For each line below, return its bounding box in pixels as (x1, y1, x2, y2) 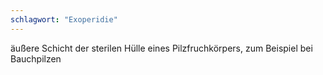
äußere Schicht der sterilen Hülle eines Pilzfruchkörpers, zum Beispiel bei (10, 42, 313, 54)
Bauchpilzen (10, 52, 62, 65)
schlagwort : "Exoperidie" (10, 14, 118, 25)
